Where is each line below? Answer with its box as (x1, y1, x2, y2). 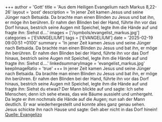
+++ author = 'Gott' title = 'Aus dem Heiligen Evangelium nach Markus (5, 4, 145, 10)
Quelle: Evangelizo (5, 112, 42, 117)
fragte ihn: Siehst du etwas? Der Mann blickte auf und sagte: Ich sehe (5, 86, 144, 92)
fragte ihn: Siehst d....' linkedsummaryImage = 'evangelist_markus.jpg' (5, 60, 145, 66)
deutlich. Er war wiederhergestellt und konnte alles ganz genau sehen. (5, 101, 146, 107)
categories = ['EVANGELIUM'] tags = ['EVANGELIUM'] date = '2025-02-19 (5, 35, 153, 41)
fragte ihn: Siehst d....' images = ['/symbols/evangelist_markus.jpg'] (5, 30, 140, 35)
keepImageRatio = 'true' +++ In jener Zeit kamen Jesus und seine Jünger (5, 66, 151, 71)
